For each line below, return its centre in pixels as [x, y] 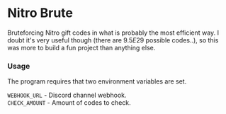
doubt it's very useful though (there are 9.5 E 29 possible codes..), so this [113, 40]
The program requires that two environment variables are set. [97, 81]
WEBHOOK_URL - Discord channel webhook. [67, 95]
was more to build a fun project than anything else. [81, 47]
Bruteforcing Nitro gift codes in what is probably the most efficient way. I [113, 33]
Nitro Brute [40, 13]
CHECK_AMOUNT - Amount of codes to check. [69, 103]
